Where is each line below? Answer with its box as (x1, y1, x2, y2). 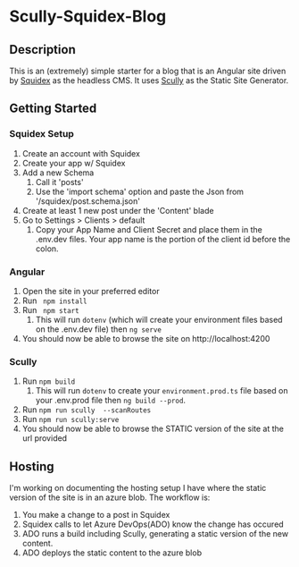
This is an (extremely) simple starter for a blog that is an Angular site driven (9, 65, 287, 76)
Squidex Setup (9, 128, 74, 140)
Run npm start (21, 304, 79, 315)
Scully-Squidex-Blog (9, 6, 167, 27)
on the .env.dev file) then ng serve (35, 324, 162, 334)
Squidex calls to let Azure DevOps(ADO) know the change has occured (21, 519, 284, 529)
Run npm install (21, 295, 87, 306)
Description (9, 42, 76, 57)
